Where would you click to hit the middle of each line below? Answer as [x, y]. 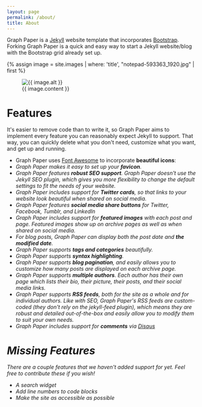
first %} [16, 71]
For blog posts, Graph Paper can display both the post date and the [100, 237]
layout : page [23, 12]
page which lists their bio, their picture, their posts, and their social [99, 282]
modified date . [34, 243]
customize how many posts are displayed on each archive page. [96, 269]
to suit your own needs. [44, 320]
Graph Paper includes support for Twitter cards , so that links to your [101, 192]
